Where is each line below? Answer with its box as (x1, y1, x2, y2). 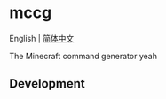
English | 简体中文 (9, 33, 75, 43)
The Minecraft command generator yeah (9, 50, 158, 61)
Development (9, 76, 86, 91)
